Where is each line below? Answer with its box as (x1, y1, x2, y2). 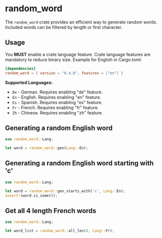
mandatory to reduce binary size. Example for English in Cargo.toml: (5, 57, 142, 63)
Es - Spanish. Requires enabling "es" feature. (12, 99, 102, 105)
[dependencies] (5, 66, 36, 71)
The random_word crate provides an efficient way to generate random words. (5, 19, 158, 25)
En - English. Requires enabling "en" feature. (12, 94, 101, 100)
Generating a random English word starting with (5, 159, 154, 168)
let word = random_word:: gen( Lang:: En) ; (5, 146, 89, 151)
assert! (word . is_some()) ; (5, 193, 58, 198)
